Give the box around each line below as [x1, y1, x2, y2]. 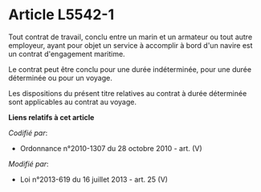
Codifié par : [8, 128, 48, 138]
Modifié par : [8, 158, 50, 169]
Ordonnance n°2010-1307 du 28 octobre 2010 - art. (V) [19, 143, 202, 153]
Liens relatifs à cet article [8, 112, 95, 122]
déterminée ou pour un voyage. [8, 73, 112, 82]
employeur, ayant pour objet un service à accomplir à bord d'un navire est [8, 40, 253, 50]
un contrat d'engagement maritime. [8, 49, 126, 58]
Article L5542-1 [8, 6, 115, 24]
